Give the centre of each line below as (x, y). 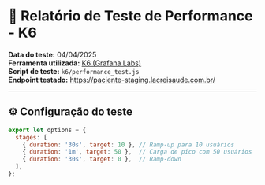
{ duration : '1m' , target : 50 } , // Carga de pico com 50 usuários (137, 152)
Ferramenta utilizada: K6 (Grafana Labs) (75, 63)
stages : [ (31, 137)
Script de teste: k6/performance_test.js (74, 71)
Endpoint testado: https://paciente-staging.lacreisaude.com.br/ (112, 80)
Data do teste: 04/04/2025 (52, 54)
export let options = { (47, 130)
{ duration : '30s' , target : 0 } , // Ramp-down (102, 159)
